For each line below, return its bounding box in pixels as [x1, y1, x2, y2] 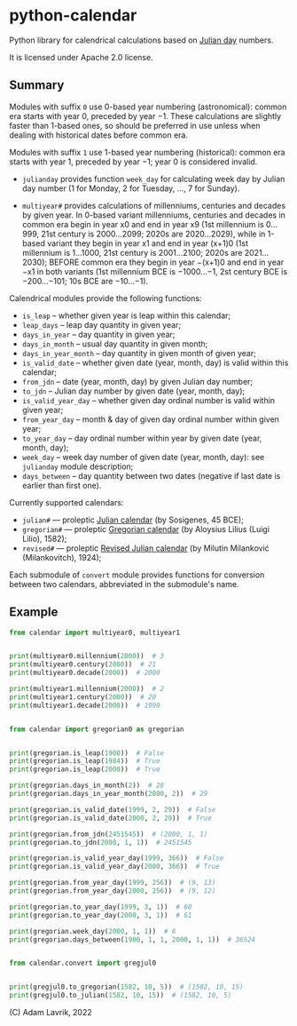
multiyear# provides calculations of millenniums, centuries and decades [21, 200, 286, 211]
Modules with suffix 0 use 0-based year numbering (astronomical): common [9, 101, 287, 112]
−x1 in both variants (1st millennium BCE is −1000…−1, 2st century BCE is [21, 266, 288, 276]
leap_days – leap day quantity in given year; [21, 319, 182, 330]
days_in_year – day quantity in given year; [21, 329, 176, 339]
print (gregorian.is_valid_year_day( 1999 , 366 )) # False [9, 854, 224, 863]
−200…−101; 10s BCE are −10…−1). [21, 275, 149, 286]
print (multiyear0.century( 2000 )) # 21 [9, 660, 157, 669]
